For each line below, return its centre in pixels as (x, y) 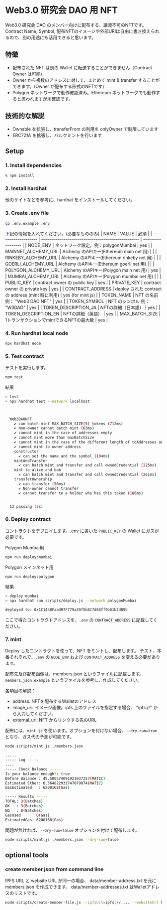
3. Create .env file (27, 213)
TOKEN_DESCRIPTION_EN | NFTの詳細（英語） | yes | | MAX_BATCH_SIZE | (83, 313)
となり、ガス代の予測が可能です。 (40, 737)
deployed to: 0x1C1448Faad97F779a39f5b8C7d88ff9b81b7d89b (66, 610)
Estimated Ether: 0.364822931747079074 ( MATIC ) (54, 783)
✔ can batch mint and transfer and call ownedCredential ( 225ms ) (87, 465)
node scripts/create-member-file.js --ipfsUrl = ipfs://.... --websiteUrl (82, 903)
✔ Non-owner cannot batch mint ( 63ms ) (54, 428)
